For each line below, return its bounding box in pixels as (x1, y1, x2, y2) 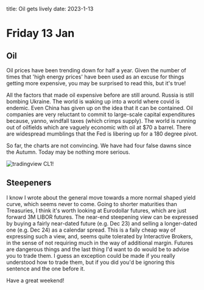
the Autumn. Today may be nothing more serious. (6, 148, 130, 156)
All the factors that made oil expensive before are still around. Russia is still (6, 91, 194, 98)
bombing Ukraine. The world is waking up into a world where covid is (6, 98, 180, 105)
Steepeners (6, 178, 52, 188)
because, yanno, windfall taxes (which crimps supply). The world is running (6, 117, 196, 124)
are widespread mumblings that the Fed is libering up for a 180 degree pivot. (6, 130, 198, 137)
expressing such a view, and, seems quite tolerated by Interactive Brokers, (6, 232, 193, 240)
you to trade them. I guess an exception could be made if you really (6, 252, 175, 259)
